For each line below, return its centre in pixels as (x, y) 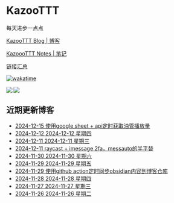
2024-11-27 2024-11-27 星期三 (53, 186)
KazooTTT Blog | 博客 (33, 40)
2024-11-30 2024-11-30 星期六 (53, 156)
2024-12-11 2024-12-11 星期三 (52, 141)
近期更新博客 (30, 110)
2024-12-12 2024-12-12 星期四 (53, 133)
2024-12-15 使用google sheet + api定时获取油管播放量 (82, 126)
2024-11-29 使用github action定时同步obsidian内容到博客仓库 (91, 171)
